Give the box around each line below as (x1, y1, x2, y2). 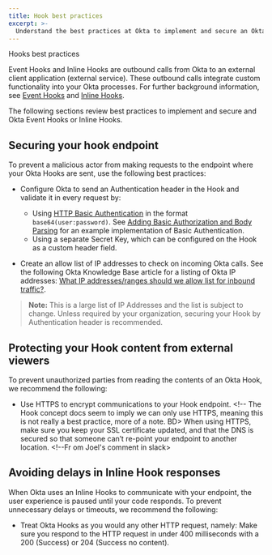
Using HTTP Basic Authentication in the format (32, 208, 189, 219)
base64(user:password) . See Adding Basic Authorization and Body (32, 217, 253, 227)
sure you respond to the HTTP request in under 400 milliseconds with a (19, 528, 259, 539)
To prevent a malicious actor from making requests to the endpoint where (8, 160, 253, 170)
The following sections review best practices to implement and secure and (8, 106, 257, 116)
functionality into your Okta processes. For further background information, (8, 82, 260, 92)
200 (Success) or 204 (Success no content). (19, 537, 170, 547)
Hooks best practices (8, 49, 80, 59)
